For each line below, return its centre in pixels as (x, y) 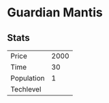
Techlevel (26, 89)
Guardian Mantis (55, 13)
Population (28, 78)
